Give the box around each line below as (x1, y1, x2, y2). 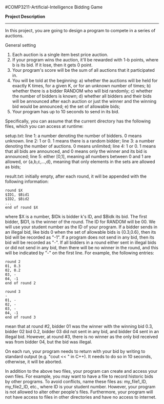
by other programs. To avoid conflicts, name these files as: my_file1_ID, (5, 379, 147, 384)
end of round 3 (5, 315, 36, 320)
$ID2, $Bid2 (5, 197, 29, 202)
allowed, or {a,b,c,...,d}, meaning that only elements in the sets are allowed (5, 159, 155, 164)
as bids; (5, 164, 21, 170)
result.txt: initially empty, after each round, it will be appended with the (5, 173, 147, 179)
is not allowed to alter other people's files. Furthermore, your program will (5, 389, 153, 395)
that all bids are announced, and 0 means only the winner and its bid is (5, 148, 147, 154)
